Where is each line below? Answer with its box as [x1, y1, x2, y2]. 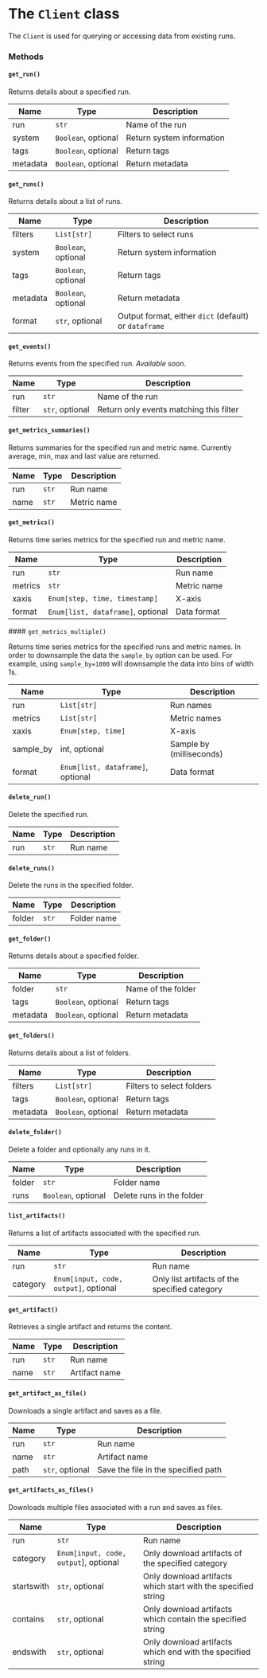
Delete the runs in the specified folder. [8, 881, 133, 890]
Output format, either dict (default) [118, 311, 249, 322]
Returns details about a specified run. [8, 87, 131, 96]
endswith [12, 1646, 47, 1657]
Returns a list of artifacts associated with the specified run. [8, 1228, 201, 1238]
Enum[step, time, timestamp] [48, 594, 159, 603]
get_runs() [8, 180, 44, 188]
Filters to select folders [126, 1080, 212, 1091]
